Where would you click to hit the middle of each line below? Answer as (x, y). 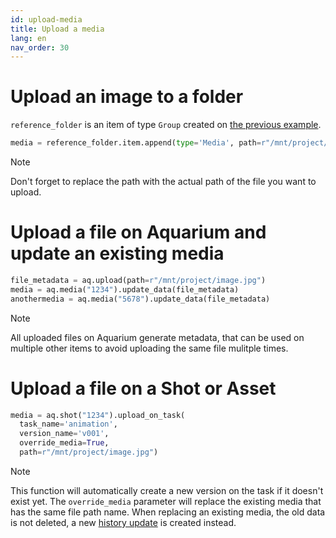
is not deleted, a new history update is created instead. (123, 522)
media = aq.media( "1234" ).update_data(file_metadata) (125, 289)
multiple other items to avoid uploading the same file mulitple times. (149, 348)
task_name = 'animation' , (68, 424)
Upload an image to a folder (127, 97)
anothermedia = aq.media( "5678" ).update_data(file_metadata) (140, 299)
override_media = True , (64, 443)
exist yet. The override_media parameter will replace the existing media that (166, 501)
